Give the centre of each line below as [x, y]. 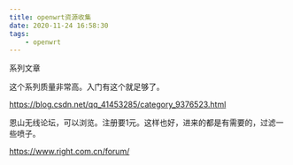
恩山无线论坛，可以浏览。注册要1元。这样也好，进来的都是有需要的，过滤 [143, 123]
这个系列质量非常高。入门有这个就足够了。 [87, 87]
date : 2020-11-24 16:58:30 [59, 26]
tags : [19, 34]
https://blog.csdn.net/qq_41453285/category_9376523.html [118, 105]
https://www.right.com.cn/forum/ [69, 152]
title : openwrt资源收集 [50, 17]
